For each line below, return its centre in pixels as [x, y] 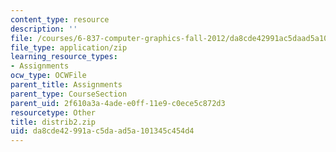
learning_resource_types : [64, 57]
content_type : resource [60, 19]
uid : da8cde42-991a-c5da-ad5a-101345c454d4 [102, 131]
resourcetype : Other [53, 112]
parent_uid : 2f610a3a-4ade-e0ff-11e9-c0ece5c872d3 [118, 103]
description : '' [44, 29]
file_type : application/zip [69, 47]
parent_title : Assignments [66, 85]
